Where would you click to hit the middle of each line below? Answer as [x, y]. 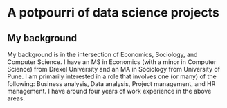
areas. [16, 98]
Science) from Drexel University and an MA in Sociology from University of [113, 69]
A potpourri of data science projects [113, 13]
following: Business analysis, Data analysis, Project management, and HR [111, 84]
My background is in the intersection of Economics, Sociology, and [102, 54]
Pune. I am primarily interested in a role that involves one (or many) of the [112, 76]
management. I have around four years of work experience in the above [109, 91]
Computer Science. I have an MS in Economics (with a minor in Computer [112, 62]
